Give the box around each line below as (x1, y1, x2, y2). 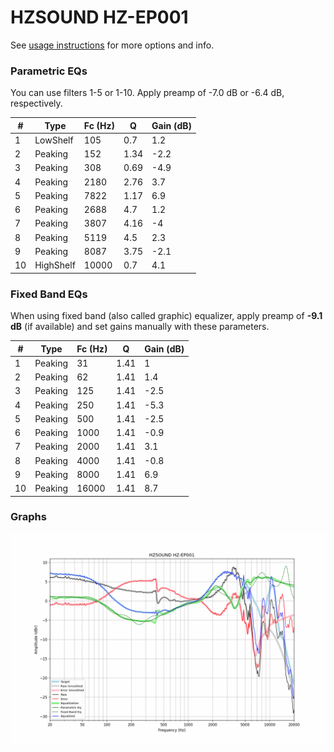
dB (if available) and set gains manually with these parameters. (10, 321, 270, 333)
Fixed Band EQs (10, 287, 88, 301)
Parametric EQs (10, 64, 88, 78)
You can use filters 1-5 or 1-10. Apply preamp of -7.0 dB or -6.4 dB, (10, 87, 285, 99)
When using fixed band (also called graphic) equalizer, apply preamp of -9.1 (10, 310, 323, 322)
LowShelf (34, 134, 74, 146)
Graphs (10, 510, 47, 524)
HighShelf (34, 259, 76, 271)
